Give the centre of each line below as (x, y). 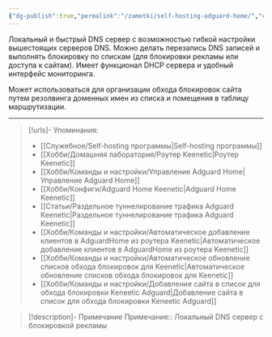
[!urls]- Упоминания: (63, 130)
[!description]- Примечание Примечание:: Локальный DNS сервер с (146, 317)
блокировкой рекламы (68, 325)
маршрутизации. (37, 106)
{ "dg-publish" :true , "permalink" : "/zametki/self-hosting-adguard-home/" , (134, 16)
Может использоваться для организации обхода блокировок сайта (125, 89)
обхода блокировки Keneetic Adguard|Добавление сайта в (142, 292)
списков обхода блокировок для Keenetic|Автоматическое (142, 266)
